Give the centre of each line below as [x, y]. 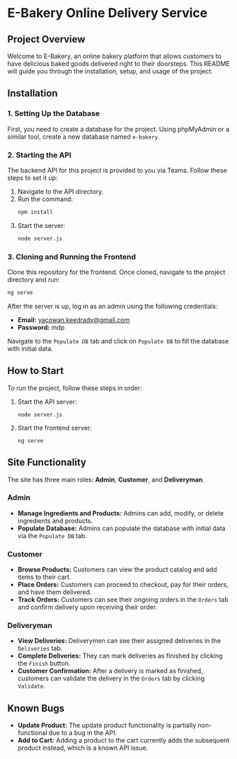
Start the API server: [47, 401]
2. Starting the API [40, 155]
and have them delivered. [54, 592]
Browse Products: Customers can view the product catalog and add [117, 570]
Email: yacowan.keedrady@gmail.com [74, 319]
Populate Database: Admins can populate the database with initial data [121, 528]
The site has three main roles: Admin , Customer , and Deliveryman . [106, 479]
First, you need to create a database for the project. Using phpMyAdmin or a [118, 129]
